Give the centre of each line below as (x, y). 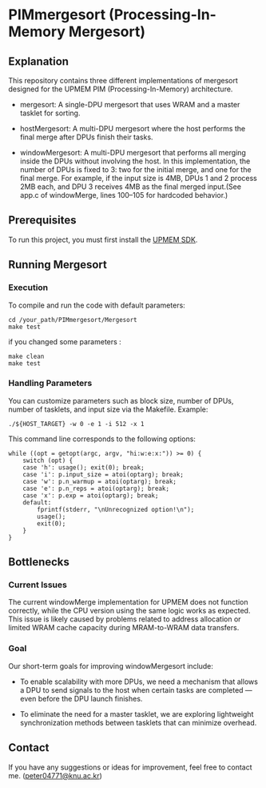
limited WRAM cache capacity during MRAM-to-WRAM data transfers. (124, 628)
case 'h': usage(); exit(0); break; (84, 467)
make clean (26, 356)
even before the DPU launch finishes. (81, 698)
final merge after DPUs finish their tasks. (86, 137)
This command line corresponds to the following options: (102, 439)
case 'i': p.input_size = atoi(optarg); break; (103, 474)
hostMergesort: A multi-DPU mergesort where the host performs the (133, 129)
